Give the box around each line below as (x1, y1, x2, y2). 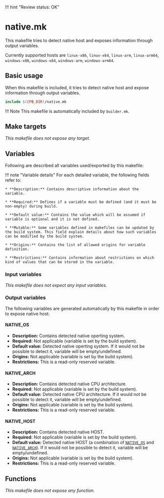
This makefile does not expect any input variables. (5, 282, 108, 288)
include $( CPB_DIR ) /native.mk (5, 99, 67, 104)
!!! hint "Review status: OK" (5, 4, 60, 10)
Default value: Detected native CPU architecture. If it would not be (12, 392, 147, 398)
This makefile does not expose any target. (5, 135, 91, 141)
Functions (5, 474, 37, 483)
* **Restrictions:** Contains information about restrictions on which (5, 255, 154, 260)
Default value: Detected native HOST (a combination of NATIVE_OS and (12, 440, 154, 446)
